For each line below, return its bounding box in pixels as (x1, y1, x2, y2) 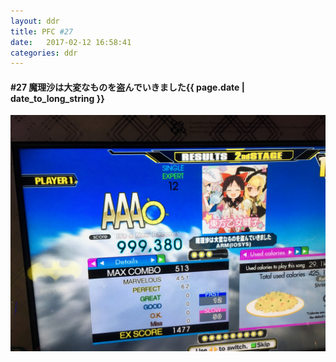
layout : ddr (10, 16, 60, 26)
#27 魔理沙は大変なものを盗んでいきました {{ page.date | (10, 81, 245, 93)
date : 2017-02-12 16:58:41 (10, 37, 132, 47)
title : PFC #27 (10, 26, 74, 37)
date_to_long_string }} (10, 92, 105, 104)
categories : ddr (10, 48, 78, 58)
